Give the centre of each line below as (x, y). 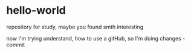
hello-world (36, 10)
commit (16, 45)
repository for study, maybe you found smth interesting (75, 27)
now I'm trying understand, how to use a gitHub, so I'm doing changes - (96, 38)
